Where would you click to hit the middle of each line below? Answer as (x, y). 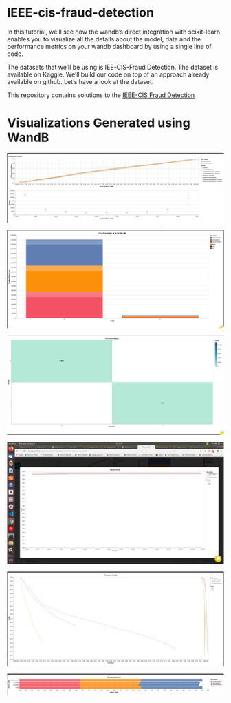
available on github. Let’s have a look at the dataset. (80, 81)
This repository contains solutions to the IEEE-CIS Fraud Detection (101, 95)
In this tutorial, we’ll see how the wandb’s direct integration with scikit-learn (114, 32)
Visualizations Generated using (99, 123)
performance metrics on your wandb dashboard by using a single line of (109, 46)
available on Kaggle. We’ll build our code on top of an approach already (108, 74)
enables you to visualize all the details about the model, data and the (104, 39)
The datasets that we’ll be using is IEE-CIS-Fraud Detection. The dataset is (113, 67)
